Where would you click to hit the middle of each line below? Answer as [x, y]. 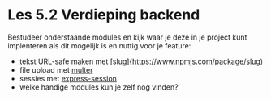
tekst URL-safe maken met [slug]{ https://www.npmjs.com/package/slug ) [141, 61]
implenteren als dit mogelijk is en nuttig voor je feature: [99, 45]
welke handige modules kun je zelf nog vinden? [99, 87]
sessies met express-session [68, 78]
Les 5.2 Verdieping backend [104, 15]
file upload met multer [56, 69]
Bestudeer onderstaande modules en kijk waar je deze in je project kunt [127, 37]
